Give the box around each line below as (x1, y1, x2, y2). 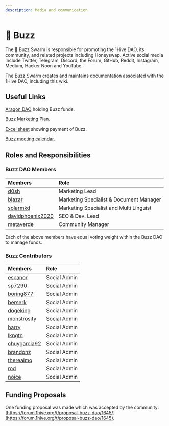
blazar (8, 196, 23, 203)
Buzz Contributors (5, 252, 52, 259)
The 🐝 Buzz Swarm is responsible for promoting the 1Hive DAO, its (5, 46, 144, 53)
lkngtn (8, 332, 23, 339)
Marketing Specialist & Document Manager (58, 196, 161, 203)
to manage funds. (5, 239, 42, 245)
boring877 (8, 290, 34, 297)
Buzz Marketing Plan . (5, 116, 50, 122)
